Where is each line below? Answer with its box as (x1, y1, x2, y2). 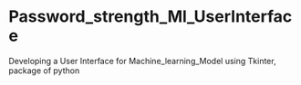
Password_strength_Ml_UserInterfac (8, 6, 293, 27)
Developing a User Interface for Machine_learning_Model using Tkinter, (8, 55, 276, 66)
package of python (8, 65, 80, 76)
